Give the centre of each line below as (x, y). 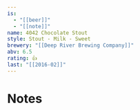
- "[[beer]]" (32, 20)
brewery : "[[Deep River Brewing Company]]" (71, 45)
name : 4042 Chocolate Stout (48, 33)
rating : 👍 (22, 58)
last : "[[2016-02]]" (37, 65)
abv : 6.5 (20, 52)
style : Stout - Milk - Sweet (49, 39)
